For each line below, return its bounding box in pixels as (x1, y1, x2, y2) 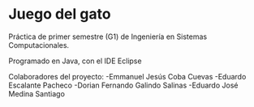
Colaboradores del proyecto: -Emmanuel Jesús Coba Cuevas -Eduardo (8, 71, 247, 81)
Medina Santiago (8, 88, 65, 98)
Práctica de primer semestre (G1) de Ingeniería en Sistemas (8, 32, 208, 41)
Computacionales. (8, 40, 70, 49)
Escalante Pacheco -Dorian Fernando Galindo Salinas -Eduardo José (8, 80, 239, 90)
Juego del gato (8, 5, 111, 24)
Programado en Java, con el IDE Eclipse (8, 56, 142, 66)
